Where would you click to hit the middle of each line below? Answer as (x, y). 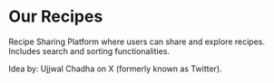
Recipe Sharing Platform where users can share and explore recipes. (137, 41)
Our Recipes (56, 17)
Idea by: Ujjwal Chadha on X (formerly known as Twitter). (116, 69)
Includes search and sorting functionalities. (89, 51)
